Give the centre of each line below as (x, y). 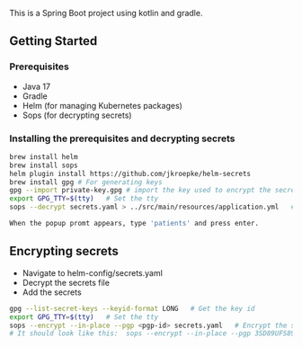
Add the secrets (52, 292)
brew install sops (44, 165)
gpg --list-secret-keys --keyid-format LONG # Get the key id (132, 308)
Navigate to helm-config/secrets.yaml (93, 272)
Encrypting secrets (64, 251)
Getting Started (53, 41)
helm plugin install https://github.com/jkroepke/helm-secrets (130, 173)
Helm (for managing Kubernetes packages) (102, 105)
